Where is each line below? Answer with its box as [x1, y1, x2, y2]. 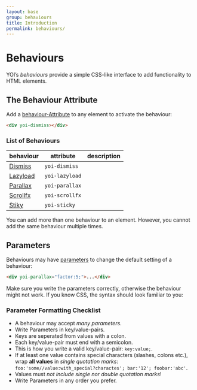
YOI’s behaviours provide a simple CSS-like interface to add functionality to [6, 71, 192, 78]
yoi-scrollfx [44, 192, 82, 199]
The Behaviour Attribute [6, 95, 98, 105]
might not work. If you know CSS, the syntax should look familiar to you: [6, 291, 183, 298]
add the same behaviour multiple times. [6, 223, 103, 230]
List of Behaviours [6, 136, 60, 144]
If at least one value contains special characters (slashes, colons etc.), [14, 352, 188, 359]
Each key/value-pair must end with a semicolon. [14, 339, 133, 346]
